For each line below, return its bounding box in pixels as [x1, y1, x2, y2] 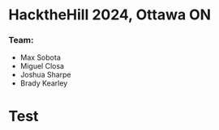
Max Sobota [19, 52, 61, 62]
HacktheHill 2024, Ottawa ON [8, 6, 212, 24]
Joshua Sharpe [19, 70, 71, 80]
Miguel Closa [19, 61, 65, 71]
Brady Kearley [19, 78, 68, 88]
